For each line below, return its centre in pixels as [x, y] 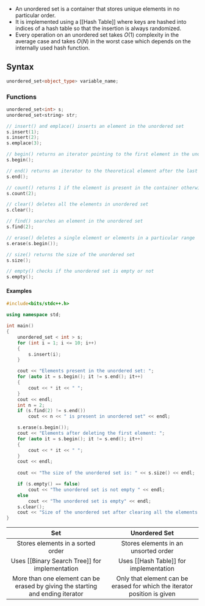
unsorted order [152, 551]
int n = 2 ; [31, 405]
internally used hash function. [52, 48]
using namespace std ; [34, 315]
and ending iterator [56, 594]
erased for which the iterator [152, 586]
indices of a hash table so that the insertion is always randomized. [98, 28]
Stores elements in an [152, 544]
